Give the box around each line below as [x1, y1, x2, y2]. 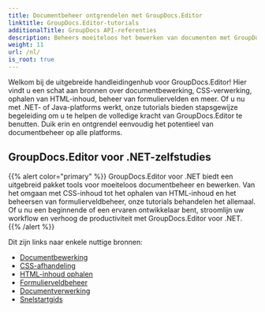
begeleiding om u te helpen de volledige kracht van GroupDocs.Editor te [8, 111, 243, 120]
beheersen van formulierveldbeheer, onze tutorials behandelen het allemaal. [8, 197, 256, 206]
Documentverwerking [19, 286, 91, 295]
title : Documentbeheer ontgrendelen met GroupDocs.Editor [8, 11, 203, 20]
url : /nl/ [8, 48, 41, 56]
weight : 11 [8, 41, 44, 49]
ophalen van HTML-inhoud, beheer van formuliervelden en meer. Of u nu [8, 94, 245, 103]
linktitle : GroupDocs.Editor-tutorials [8, 19, 140, 27]
